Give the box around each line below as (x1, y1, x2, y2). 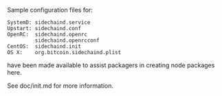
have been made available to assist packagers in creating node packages (7, 61, 215, 69)
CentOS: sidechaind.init (7, 43, 81, 50)
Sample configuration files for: (7, 6, 93, 14)
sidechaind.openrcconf (34, 37, 100, 44)
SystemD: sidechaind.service (7, 19, 91, 26)
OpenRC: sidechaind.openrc (7, 31, 88, 38)
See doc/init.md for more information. (7, 82, 113, 90)
